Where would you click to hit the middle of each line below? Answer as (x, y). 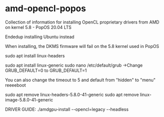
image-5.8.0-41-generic (29, 100)
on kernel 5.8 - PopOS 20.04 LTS (38, 27)
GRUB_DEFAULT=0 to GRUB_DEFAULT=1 (46, 70)
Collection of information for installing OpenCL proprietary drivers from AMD (82, 22)
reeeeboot (15, 85)
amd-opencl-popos (46, 9)
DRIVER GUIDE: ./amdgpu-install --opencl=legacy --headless (67, 109)
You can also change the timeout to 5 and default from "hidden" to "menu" (80, 80)
